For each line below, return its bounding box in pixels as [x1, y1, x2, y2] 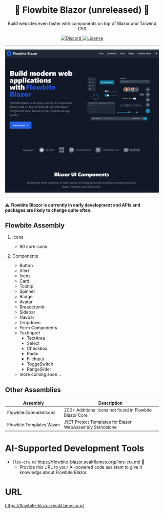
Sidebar [19, 309, 36, 315]
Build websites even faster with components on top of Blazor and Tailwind [7, 21, 157, 26]
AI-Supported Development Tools [5, 443, 144, 453]
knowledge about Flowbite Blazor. [19, 469, 88, 475]
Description [98, 400, 123, 406]
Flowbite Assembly [5, 221, 65, 229]
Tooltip [19, 283, 34, 289]
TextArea [26, 335, 45, 341]
